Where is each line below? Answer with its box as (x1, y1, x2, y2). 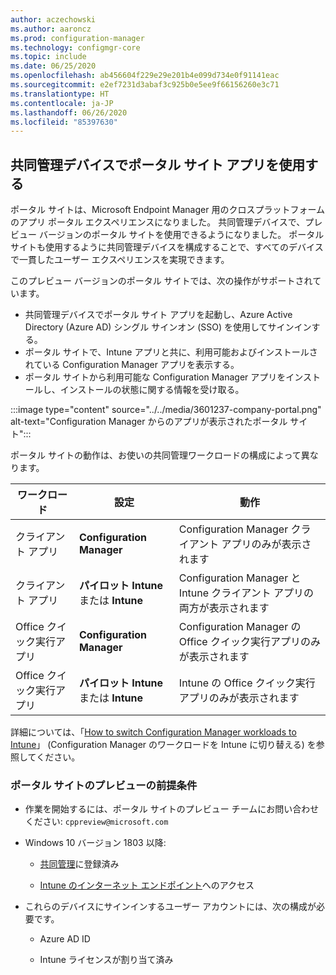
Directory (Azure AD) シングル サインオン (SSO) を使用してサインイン (24, 321, 312, 333)
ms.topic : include (10, 52, 87, 62)
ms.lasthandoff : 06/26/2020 (10, 107, 128, 118)
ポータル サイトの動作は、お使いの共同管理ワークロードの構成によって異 (10, 449, 310, 461)
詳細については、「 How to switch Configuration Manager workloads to (10, 726, 297, 738)
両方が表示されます (178, 601, 270, 615)
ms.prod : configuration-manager (10, 33, 145, 43)
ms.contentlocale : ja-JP (10, 98, 114, 108)
